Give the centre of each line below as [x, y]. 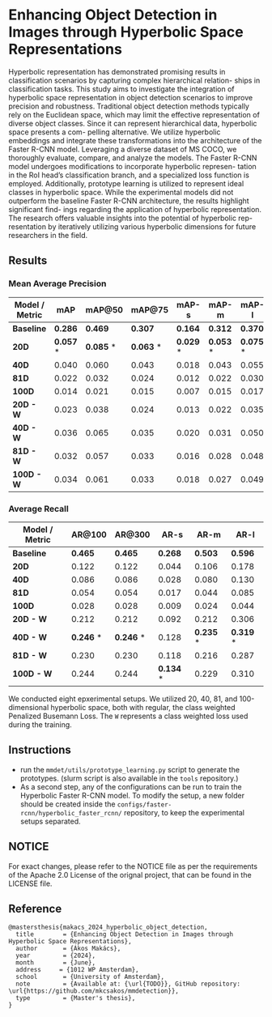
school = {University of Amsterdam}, [90, 977]
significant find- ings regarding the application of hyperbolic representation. [135, 209]
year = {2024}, [55, 956]
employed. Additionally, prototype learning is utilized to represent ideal [126, 183]
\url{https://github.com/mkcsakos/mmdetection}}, [94, 991]
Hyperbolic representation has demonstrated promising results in [117, 71]
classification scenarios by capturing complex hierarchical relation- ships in [134, 80]
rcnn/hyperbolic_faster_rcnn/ [71, 813]
